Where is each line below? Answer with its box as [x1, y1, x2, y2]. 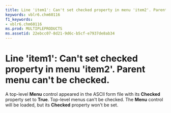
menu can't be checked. [5, 74, 110, 86]
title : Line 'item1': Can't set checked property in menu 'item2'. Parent [5, 7, 167, 13]
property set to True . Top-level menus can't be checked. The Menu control [5, 96, 163, 102]
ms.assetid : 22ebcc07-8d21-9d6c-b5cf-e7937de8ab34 [5, 31, 115, 36]
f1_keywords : [5, 17, 33, 22]
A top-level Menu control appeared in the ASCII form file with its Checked [5, 91, 160, 97]
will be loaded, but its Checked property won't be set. [5, 102, 119, 108]
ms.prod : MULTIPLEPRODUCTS [5, 26, 63, 31]
